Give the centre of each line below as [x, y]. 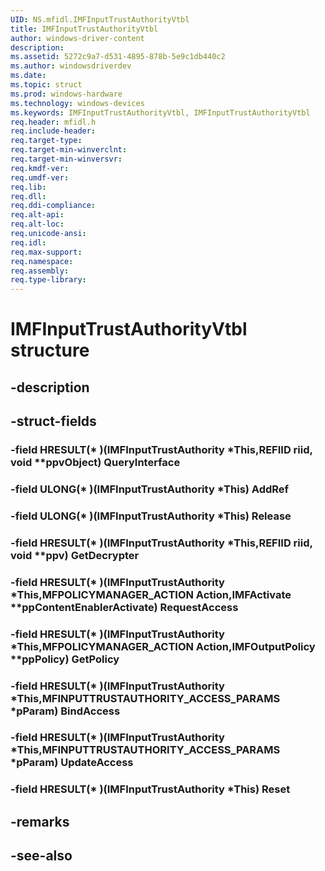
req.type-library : [48, 280]
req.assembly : [40, 271]
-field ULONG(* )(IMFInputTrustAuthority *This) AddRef [150, 489]
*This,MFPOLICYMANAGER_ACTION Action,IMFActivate [151, 594]
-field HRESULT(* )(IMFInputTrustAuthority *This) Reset [150, 789]
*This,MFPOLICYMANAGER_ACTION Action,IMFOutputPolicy [163, 646]
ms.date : [28, 76]
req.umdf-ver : [40, 177]
